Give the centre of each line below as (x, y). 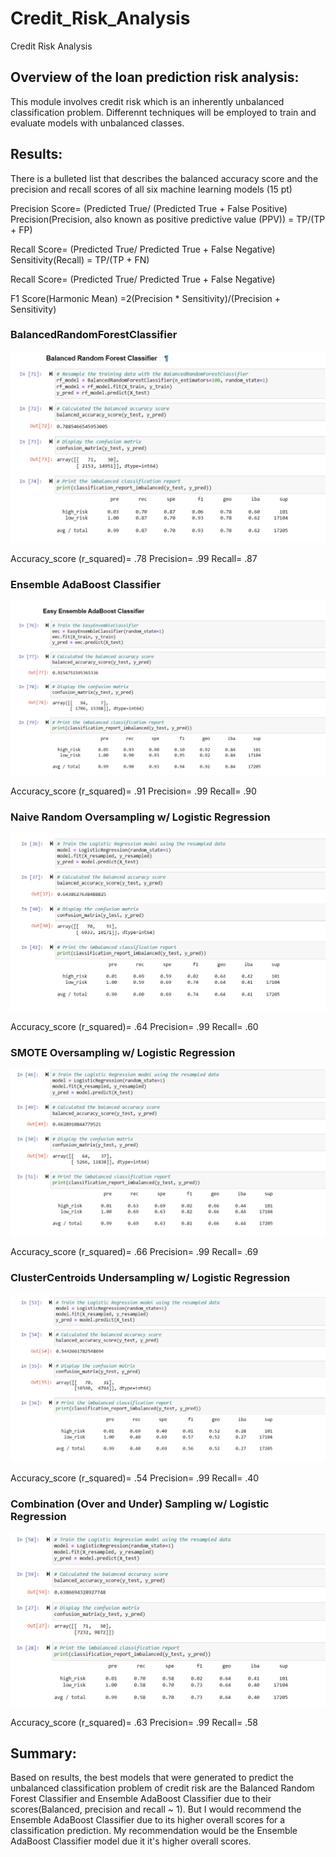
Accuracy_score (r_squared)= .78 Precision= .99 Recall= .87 (134, 558)
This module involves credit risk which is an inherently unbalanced (147, 101)
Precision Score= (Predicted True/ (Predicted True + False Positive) (149, 208)
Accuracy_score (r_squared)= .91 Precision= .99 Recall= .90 (133, 791)
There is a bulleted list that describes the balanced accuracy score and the (164, 178)
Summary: (43, 1753)
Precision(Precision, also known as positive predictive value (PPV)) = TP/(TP (168, 219)
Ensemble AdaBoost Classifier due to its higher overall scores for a (148, 1820)
